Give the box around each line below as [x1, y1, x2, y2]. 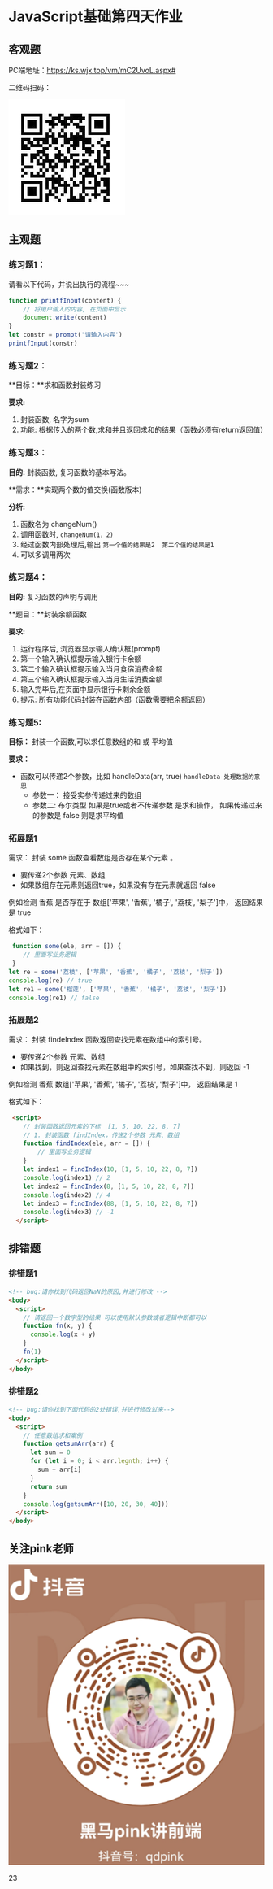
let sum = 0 [29, 1448, 71, 1456]
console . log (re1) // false [8, 994, 100, 1002]
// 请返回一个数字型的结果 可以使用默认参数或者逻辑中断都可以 [23, 1313, 207, 1321]
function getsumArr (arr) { [23, 1440, 115, 1448]
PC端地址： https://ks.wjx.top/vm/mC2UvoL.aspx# [8, 66, 176, 75]
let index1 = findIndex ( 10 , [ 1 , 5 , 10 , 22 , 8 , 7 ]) [23, 1165, 198, 1173]
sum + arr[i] [37, 1465, 82, 1474]
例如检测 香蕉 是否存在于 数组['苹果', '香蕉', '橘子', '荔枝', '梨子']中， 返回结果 [8, 898, 264, 908]
